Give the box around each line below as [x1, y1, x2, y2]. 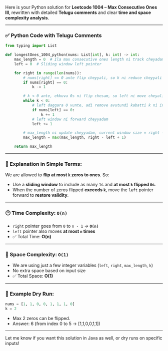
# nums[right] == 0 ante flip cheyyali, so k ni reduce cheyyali [23, 75, 162, 80]
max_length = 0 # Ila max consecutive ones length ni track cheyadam [14, 57, 164, 62]
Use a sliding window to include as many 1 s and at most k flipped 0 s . [12, 182, 156, 188]
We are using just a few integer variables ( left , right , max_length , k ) [12, 262, 153, 268]
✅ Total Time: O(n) [12, 233, 51, 239]
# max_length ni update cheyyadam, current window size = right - [23, 130, 164, 135]
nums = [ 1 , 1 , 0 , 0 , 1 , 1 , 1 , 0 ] [5, 302, 75, 307]
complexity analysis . [5, 15, 49, 20]
